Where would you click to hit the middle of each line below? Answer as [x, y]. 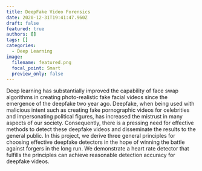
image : [15, 57]
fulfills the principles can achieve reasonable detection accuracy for [91, 155]
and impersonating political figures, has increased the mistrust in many [95, 117]
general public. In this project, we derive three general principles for [91, 136]
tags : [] [17, 40]
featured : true [25, 29]
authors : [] [21, 34]
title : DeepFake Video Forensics [48, 12]
